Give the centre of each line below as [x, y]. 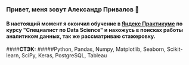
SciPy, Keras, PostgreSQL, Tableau [64, 56]
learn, [13, 56]
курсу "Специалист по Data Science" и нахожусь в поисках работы [95, 30]
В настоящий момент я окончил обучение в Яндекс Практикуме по [94, 24]
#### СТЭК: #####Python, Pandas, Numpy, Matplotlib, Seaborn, [86, 49]
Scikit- [175, 49]
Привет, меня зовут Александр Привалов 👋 [72, 9]
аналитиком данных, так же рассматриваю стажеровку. [81, 36]
